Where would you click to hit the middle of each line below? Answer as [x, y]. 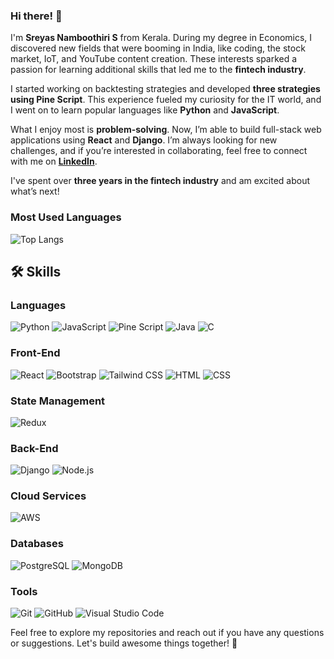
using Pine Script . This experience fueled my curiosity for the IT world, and [166, 100]
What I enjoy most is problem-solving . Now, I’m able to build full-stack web [166, 130]
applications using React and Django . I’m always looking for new [144, 140]
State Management [58, 401]
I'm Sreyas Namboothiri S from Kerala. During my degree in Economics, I [161, 38]
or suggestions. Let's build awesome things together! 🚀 [124, 643]
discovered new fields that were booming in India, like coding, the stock [158, 48]
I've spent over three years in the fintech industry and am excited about [160, 181]
